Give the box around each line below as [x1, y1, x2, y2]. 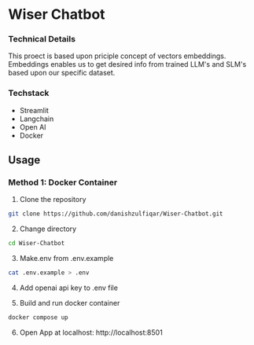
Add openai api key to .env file [19, 283, 118, 292]
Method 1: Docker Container [8, 177, 118, 188]
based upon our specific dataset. [8, 68, 116, 78]
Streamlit [19, 105, 50, 115]
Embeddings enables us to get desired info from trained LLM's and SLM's [8, 60, 247, 69]
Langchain [19, 114, 54, 123]
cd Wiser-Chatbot [8, 240, 65, 248]
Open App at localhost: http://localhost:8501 [19, 328, 163, 337]
